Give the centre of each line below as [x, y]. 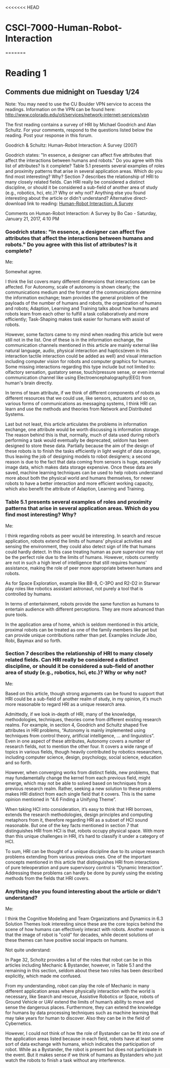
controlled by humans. [29, 594]
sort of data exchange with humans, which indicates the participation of [80, 1044]
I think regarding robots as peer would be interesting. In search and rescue [83, 536]
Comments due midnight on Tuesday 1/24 [72, 92]
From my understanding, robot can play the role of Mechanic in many [77, 986]
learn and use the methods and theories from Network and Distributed [78, 409]
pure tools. [16, 614]
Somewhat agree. [24, 272]
